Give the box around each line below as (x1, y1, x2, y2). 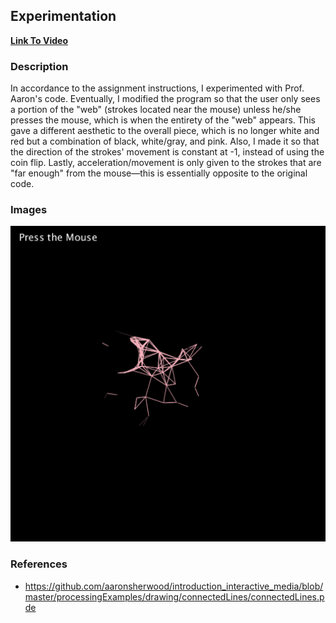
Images (10, 203, 48, 217)
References (10, 557, 68, 571)
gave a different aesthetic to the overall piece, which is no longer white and (10, 125, 320, 137)
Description (10, 59, 69, 73)
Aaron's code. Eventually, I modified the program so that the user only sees (10, 93, 321, 105)
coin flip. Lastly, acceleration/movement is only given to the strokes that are (10, 157, 322, 169)
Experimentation (10, 8, 117, 25)
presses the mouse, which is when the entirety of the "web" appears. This (10, 114, 316, 126)
